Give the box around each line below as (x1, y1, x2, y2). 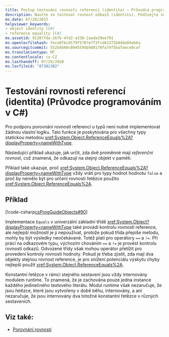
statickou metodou (5, 134, 44, 140)
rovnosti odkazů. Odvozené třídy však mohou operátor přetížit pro (5, 246, 142, 252)
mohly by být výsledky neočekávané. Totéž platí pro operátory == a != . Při (5, 234, 158, 240)
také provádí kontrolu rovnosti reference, (72, 224, 157, 230)
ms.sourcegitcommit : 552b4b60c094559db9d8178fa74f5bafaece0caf (5, 45, 141, 50)
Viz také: (5, 313, 34, 321)
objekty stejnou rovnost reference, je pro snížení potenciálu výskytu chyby (5, 256, 160, 262)
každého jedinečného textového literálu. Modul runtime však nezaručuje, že (5, 282, 162, 288)
